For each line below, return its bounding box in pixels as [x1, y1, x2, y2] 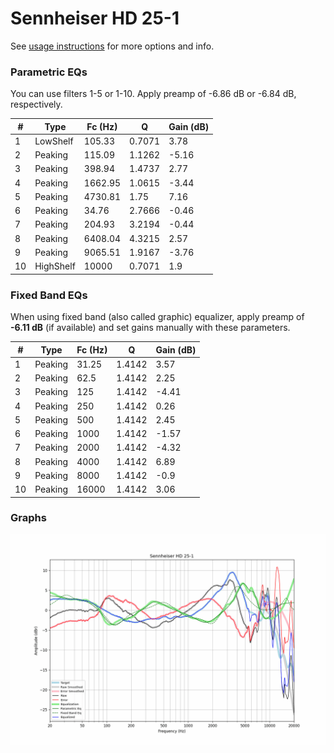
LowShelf [34, 135, 74, 147]
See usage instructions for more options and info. [10, 40, 215, 52]
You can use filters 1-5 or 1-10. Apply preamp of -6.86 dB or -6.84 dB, [10, 88, 297, 100]
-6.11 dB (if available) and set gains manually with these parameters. [10, 322, 291, 334]
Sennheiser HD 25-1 [10, 7, 180, 30]
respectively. [10, 98, 63, 111]
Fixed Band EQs [10, 288, 88, 302]
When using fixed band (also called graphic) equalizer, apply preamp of [10, 311, 305, 323]
